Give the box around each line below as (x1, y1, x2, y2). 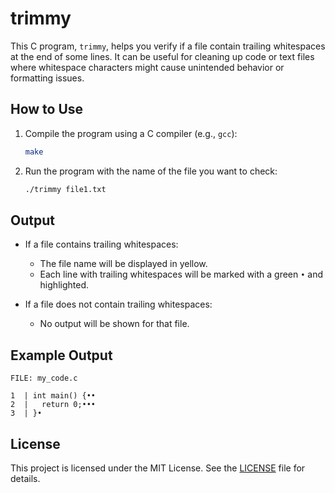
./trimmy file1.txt (24, 184, 107, 194)
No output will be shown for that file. (39, 318, 190, 330)
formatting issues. (10, 72, 85, 84)
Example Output (10, 347, 113, 364)
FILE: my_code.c (10, 373, 78, 384)
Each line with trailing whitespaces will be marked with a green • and (39, 268, 324, 281)
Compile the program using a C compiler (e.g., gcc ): (24, 127, 238, 139)
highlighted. (39, 279, 89, 291)
